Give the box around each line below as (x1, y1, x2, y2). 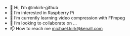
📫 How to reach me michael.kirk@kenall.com (9, 26, 103, 31)
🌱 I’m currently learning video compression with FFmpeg (9, 15, 125, 20)
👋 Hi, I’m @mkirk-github (9, 5, 58, 10)
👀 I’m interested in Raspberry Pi (9, 10, 74, 16)
